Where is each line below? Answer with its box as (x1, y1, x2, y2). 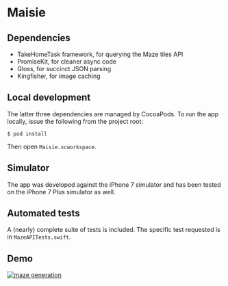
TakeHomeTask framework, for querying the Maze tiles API (16, 50, 183, 58)
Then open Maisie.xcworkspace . (7, 142, 97, 151)
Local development (7, 92, 91, 103)
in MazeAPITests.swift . (7, 233, 71, 241)
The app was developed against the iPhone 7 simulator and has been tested (7, 180, 221, 189)
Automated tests (7, 207, 80, 220)
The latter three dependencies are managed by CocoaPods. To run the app (7, 109, 219, 118)
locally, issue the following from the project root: (7, 117, 144, 125)
